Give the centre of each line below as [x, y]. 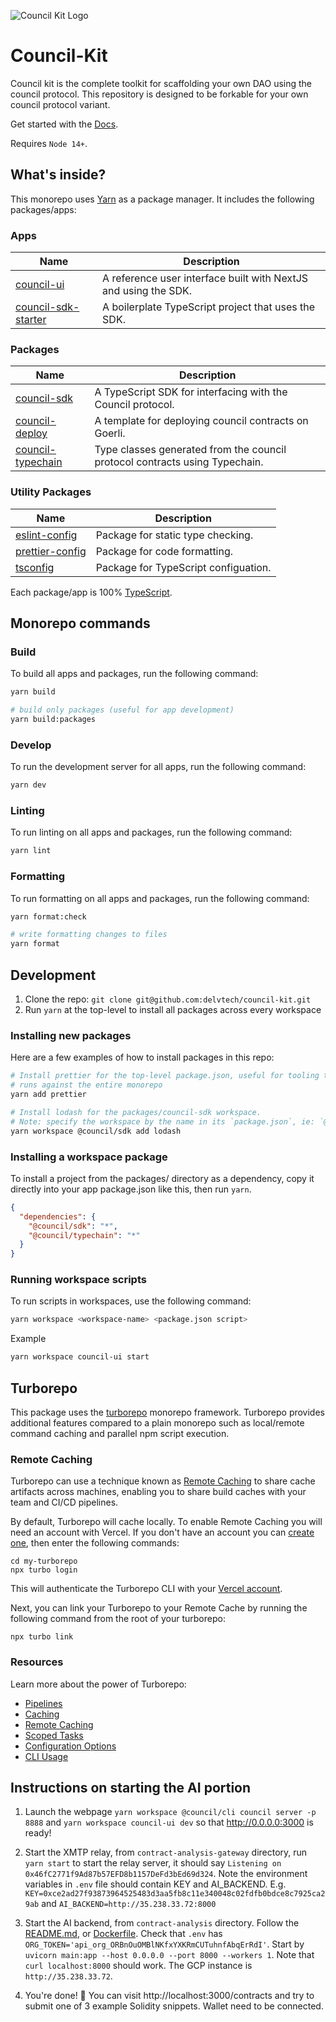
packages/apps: [43, 209]
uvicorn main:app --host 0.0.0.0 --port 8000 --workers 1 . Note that [169, 1955]
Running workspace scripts [78, 1280]
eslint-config [46, 535]
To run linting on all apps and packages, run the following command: [151, 832]
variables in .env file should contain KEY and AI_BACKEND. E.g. [155, 1884]
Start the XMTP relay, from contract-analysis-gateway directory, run [166, 1852]
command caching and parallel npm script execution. [120, 1433]
